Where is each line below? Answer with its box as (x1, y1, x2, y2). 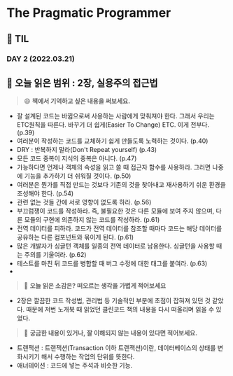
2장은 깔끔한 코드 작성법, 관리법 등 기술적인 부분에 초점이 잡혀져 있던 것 (16, 296, 211, 305)
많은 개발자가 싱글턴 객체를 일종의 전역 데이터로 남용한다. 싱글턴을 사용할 (16, 242, 215, 250)
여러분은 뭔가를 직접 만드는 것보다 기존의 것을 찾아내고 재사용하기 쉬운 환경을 (16, 181, 227, 189)
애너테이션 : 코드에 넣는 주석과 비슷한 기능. (16, 361, 133, 370)
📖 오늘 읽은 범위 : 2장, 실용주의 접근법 (6, 77, 158, 89)
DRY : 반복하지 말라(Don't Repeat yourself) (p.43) (16, 146, 157, 154)
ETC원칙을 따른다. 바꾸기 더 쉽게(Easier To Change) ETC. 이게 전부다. (16, 120, 210, 129)
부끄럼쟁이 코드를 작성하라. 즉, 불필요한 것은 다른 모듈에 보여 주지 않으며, (16, 207, 215, 215)
